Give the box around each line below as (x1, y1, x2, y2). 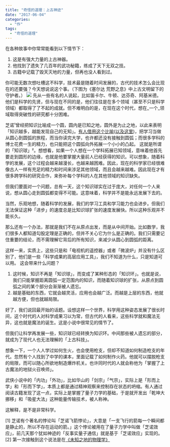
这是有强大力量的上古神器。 (12, 56, 71, 62)
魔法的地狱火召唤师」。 (9, 367, 57, 372)
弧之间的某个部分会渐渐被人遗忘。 (12, 283, 84, 289)
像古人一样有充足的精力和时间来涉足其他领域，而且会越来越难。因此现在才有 (5, 167, 165, 172)
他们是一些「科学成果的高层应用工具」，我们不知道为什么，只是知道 (18, 254, 158, 260)
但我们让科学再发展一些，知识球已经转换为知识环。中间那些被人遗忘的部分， (5, 330, 165, 336)
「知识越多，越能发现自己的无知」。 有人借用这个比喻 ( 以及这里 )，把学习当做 (5, 129, 162, 134)
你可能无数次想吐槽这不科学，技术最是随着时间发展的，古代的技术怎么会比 (5, 79, 160, 86)
